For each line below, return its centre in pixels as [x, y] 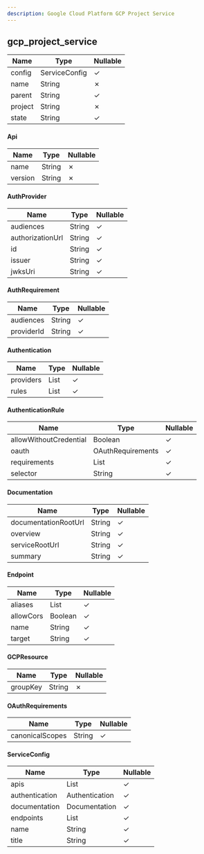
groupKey [27, 687]
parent [21, 96]
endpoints [27, 818]
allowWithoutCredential [49, 439]
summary [26, 556]
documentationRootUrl [47, 522]
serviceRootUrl [35, 545]
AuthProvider [27, 197]
